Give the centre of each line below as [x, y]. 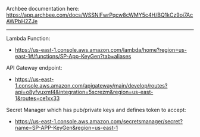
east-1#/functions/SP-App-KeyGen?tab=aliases [73, 56]
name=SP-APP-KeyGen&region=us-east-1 [66, 128]
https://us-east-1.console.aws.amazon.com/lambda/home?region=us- [101, 50]
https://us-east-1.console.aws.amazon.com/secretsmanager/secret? [99, 121]
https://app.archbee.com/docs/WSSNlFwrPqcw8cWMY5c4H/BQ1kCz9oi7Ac [100, 15]
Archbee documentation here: [43, 9]
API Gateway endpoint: [34, 68]
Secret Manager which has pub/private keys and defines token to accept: [96, 110]
